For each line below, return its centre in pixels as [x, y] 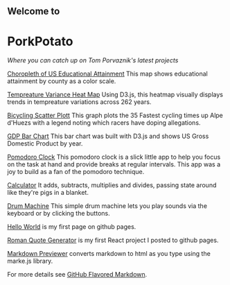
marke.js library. [30, 261]
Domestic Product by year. [45, 144]
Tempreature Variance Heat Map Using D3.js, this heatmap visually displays [115, 95]
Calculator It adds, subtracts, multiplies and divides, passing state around [112, 185]
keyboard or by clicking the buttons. [59, 214]
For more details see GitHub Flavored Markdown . [77, 275]
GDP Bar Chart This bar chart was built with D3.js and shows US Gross [108, 136]
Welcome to [34, 11]
